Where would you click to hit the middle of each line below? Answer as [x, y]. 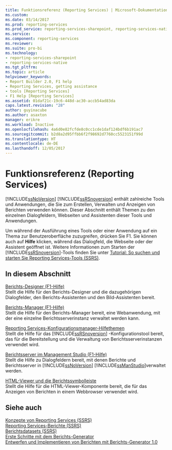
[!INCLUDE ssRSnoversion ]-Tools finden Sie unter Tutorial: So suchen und [83, 252]
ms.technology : [21, 53]
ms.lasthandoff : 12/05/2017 [35, 149]
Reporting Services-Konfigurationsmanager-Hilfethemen [65, 328]
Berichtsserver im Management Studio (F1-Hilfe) [56, 354]
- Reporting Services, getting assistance [51, 86]
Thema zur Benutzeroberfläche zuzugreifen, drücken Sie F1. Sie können [81, 236]
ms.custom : [17, 15]
